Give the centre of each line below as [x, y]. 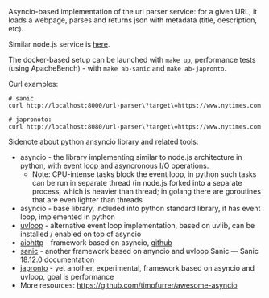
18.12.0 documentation [57, 259]
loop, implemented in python [67, 217]
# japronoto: [30, 120]
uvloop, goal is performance [67, 277]
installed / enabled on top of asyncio [81, 234]
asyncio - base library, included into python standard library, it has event [140, 208]
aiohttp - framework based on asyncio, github [96, 243]
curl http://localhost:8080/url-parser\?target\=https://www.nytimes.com [135, 127]
